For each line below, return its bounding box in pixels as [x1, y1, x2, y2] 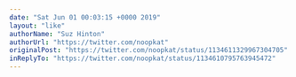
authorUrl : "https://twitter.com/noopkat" [9, 37, 169, 47]
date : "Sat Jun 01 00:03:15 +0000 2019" [9, 12, 162, 22]
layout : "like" [9, 21, 66, 30]
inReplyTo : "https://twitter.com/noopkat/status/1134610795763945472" [9, 54, 276, 63]
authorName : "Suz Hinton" [9, 29, 105, 38]
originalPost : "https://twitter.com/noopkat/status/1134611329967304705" [9, 46, 289, 55]
